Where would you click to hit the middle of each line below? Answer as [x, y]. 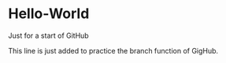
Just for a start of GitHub [48, 35]
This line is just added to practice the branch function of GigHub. [113, 50]
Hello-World [49, 14]
